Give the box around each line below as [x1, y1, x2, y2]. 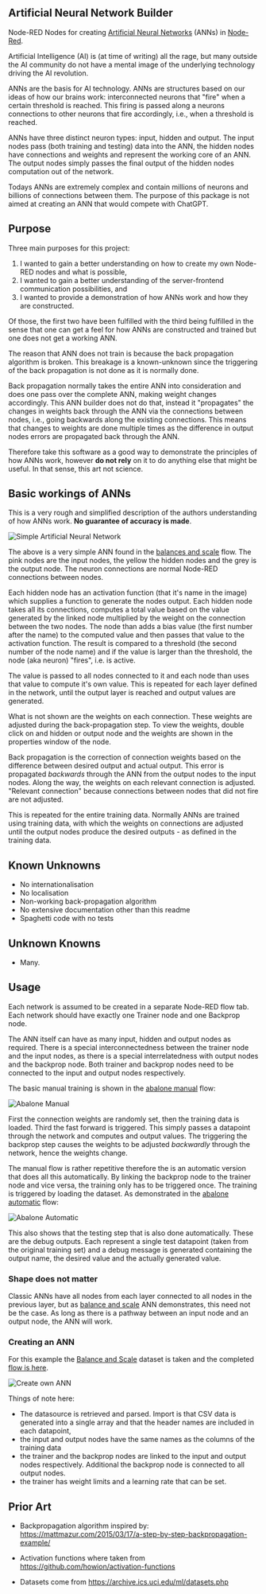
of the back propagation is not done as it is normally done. [8, 365, 199, 375]
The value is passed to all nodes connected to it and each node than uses [8, 671, 250, 681]
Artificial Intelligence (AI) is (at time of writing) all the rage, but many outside [8, 51, 258, 60]
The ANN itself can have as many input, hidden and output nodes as [8, 1034, 232, 1044]
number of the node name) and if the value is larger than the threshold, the [8, 647, 253, 657]
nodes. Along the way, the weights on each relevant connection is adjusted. [8, 778, 256, 787]
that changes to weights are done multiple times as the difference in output [8, 423, 254, 433]
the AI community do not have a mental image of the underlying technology [8, 60, 256, 69]
